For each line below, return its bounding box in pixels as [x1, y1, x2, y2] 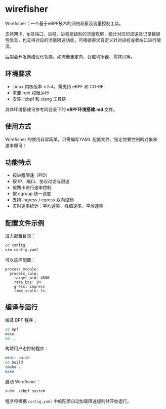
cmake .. [5, 365, 23, 370]
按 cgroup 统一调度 [12, 191, 51, 197]
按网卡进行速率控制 [12, 185, 52, 190]
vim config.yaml [5, 248, 39, 253]
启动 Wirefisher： [5, 378, 41, 384]
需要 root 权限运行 [12, 90, 49, 96]
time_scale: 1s [14, 288, 45, 293]
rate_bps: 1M [14, 280, 41, 285]
